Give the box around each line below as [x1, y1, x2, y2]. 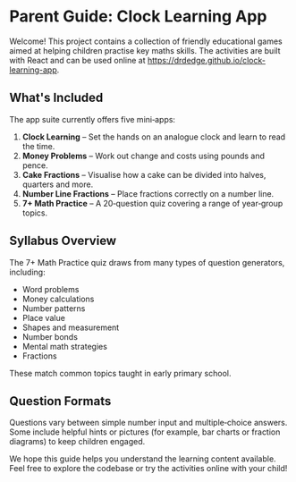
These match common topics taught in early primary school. [9, 368, 232, 378]
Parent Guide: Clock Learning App [9, 6, 267, 27]
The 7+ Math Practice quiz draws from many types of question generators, [9, 257, 285, 267]
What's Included [9, 90, 104, 106]
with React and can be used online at [9, 55, 146, 65]
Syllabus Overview [9, 233, 117, 249]
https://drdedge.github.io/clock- [147, 55, 266, 65]
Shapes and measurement [21, 322, 120, 333]
